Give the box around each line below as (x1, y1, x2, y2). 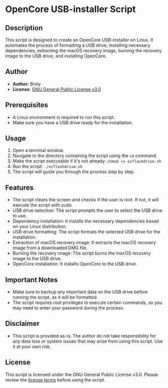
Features (5, 183, 34, 192)
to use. (12, 213, 27, 219)
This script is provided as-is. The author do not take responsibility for (12, 333, 156, 339)
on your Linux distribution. (12, 223, 67, 229)
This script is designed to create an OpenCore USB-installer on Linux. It (5, 37, 153, 43)
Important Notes (5, 275, 58, 284)
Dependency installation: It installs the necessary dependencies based (12, 218, 159, 224)
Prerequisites (5, 101, 48, 109)
